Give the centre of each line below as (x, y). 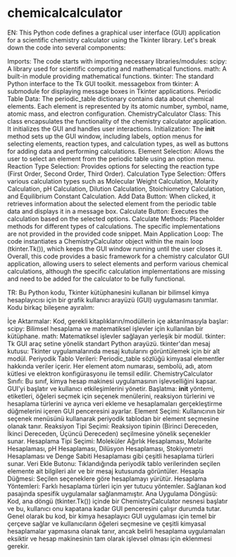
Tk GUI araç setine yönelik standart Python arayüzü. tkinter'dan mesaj (109, 343)
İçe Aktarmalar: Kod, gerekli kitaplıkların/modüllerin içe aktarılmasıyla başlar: (118, 321)
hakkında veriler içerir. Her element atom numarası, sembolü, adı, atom (110, 366)
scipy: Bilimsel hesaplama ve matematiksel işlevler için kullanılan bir (105, 328)
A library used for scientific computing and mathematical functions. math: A (117, 68)
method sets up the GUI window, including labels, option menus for (105, 136)
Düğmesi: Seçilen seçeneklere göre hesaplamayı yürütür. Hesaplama (107, 479)
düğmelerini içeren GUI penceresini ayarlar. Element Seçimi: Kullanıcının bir (116, 411)
